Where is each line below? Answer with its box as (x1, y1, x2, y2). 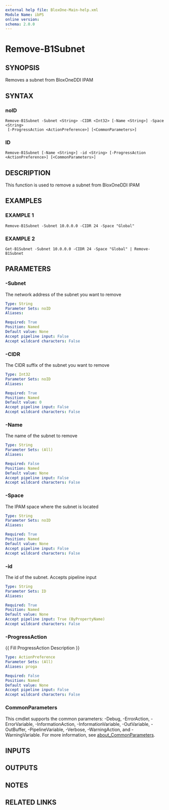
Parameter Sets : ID (5, 589, 47, 594)
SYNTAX (5, 92, 34, 100)
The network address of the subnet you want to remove (5, 291, 121, 297)
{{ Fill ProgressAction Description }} (5, 645, 80, 651)
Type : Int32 (5, 372, 30, 377)
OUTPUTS (5, 763, 38, 773)
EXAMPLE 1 (5, 212, 34, 219)
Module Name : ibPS (5, 12, 44, 17)
